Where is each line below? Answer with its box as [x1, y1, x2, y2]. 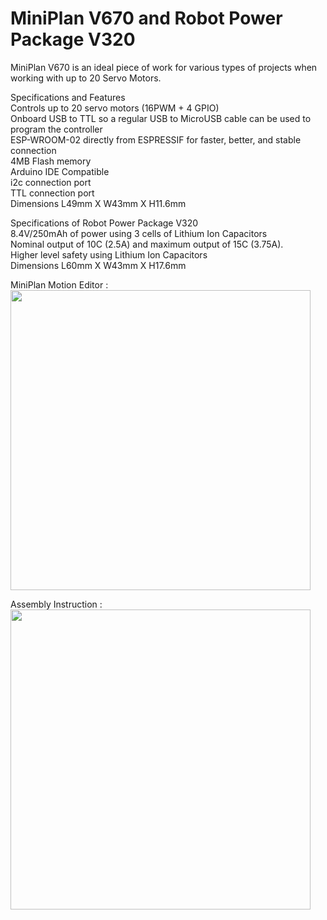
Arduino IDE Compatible [10, 165, 110, 177]
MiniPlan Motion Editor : [10, 278, 109, 291]
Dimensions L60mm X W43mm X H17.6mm [10, 259, 187, 271]
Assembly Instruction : [10, 598, 103, 610]
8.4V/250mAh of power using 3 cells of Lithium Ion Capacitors [10, 227, 268, 239]
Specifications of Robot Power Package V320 [10, 217, 199, 229]
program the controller [10, 123, 103, 135]
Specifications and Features [10, 91, 126, 103]
